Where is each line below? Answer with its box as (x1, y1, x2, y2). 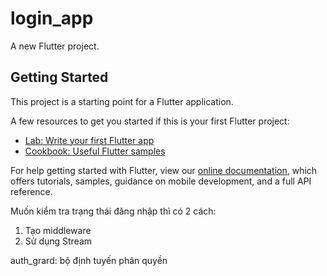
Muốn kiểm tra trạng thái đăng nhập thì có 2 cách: (10, 205, 217, 217)
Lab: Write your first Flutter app (24, 134, 155, 146)
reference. (10, 185, 53, 197)
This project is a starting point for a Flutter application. (10, 95, 234, 107)
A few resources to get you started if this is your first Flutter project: (10, 115, 290, 127)
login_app (10, 7, 94, 30)
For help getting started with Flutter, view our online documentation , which (10, 164, 318, 176)
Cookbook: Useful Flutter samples (24, 145, 166, 157)
